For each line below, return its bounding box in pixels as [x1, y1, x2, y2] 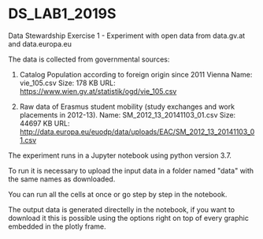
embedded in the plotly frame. [8, 222, 106, 231]
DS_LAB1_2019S [8, 5, 117, 23]
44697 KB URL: [19, 118, 70, 128]
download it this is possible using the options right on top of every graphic [8, 213, 250, 222]
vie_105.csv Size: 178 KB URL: [19, 78, 116, 88]
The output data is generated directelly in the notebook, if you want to [8, 204, 235, 214]
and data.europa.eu [8, 39, 72, 48]
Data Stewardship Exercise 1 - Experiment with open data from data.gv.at [8, 31, 246, 40]
